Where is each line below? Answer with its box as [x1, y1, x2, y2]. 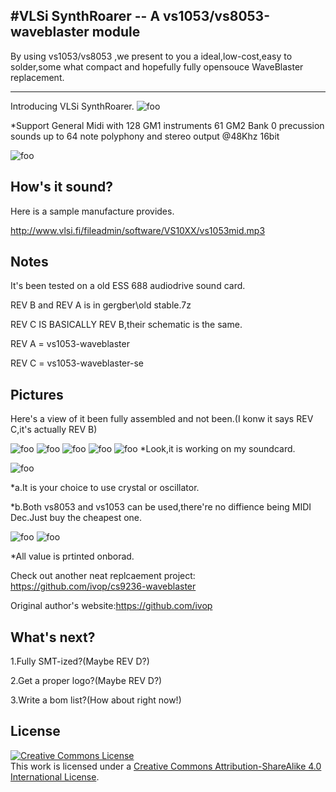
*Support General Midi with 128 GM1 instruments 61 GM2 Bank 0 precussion [10, 119, 325, 131]
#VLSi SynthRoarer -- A [10, 8, 161, 25]
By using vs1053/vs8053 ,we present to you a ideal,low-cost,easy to [10, 50, 293, 62]
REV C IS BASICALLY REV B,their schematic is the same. [10, 319, 243, 331]
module [91, 24, 141, 41]
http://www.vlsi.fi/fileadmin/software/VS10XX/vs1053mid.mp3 [10, 224, 266, 236]
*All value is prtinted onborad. [10, 550, 135, 563]
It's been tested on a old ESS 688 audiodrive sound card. [10, 280, 246, 292]
